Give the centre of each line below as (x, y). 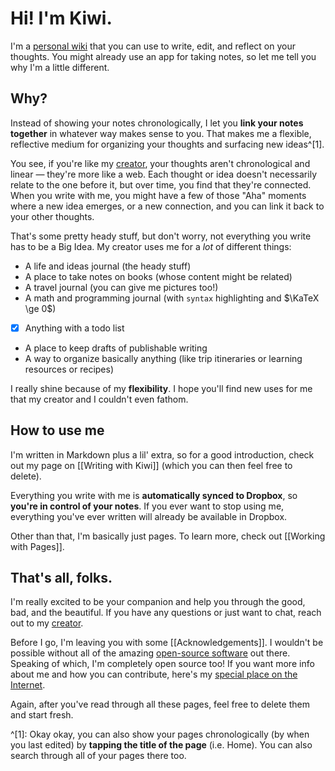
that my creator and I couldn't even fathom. (99, 399)
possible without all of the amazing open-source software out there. (150, 653)
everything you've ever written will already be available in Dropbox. (149, 516)
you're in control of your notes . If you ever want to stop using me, (147, 506)
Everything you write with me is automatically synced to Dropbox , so (154, 495)
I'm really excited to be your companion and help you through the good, (158, 602)
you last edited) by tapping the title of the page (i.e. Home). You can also (161, 745)
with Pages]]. (37, 546)
